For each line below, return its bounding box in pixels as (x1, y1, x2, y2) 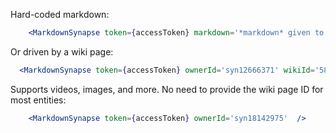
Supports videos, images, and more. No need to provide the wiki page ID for (10, 83, 324, 95)
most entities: (10, 94, 67, 106)
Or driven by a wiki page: (10, 45, 114, 58)
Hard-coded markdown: (10, 9, 110, 20)
